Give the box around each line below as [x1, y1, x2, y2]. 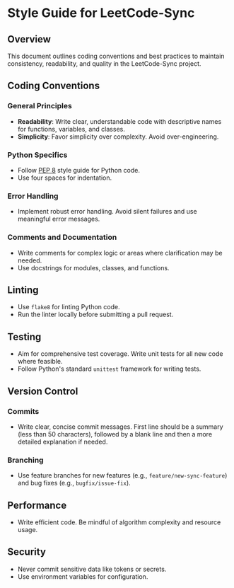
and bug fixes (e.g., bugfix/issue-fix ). [17, 479, 131, 488]
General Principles [7, 101, 72, 111]
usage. [17, 526, 38, 534]
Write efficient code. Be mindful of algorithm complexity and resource [17, 518, 221, 526]
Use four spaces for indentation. [17, 173, 112, 182]
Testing [7, 330, 42, 342]
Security [7, 546, 46, 558]
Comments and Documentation [7, 232, 117, 242]
